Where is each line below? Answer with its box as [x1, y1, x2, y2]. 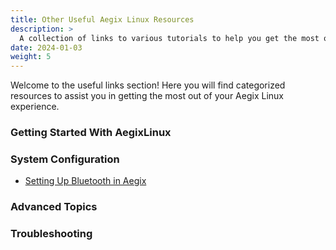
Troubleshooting [10, 227, 93, 241]
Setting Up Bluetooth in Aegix [24, 175, 147, 187]
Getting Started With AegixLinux [10, 126, 172, 140]
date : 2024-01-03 [10, 42, 83, 53]
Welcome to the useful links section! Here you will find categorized [10, 79, 286, 91]
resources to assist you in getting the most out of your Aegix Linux [10, 90, 284, 102]
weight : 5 [10, 52, 52, 62]
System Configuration [10, 152, 120, 166]
